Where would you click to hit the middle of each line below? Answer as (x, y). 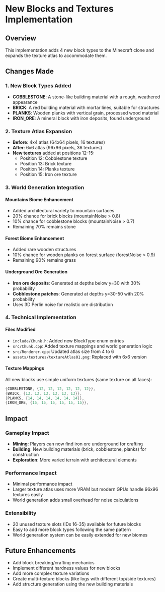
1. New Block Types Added (38, 86)
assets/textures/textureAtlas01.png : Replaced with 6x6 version (79, 357)
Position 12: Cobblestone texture (54, 158)
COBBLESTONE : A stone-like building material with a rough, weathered (86, 97)
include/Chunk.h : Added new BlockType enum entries (68, 340)
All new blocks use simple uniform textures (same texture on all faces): (79, 379)
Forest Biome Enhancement (35, 238)
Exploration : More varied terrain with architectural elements (74, 460)
